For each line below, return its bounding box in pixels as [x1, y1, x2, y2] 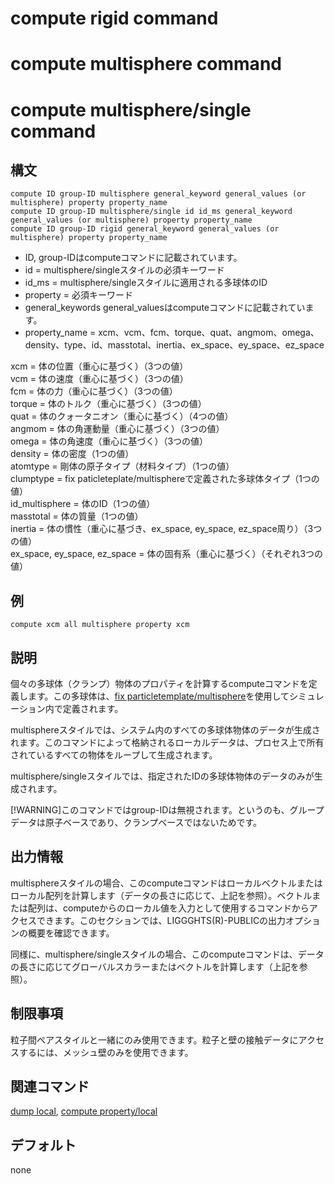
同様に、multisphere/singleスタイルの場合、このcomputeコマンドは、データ [10, 948, 325, 960]
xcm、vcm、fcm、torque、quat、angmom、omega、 [98, 327, 320, 339]
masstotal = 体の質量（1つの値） [10, 510, 144, 522]
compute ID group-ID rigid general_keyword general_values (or [10, 224, 280, 234]
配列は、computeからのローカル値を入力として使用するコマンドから [27, 902, 310, 914]
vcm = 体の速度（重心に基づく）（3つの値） [10, 373, 189, 385]
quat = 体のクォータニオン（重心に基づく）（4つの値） [10, 410, 234, 422]
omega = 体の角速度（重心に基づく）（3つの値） [10, 435, 209, 447]
